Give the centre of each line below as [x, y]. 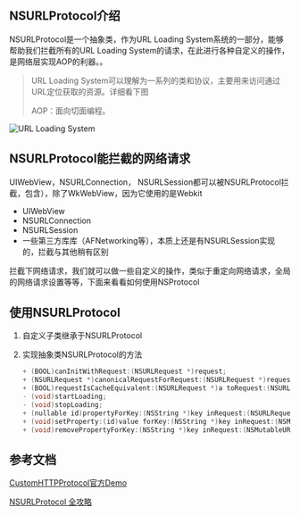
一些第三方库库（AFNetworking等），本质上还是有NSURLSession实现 [149, 240]
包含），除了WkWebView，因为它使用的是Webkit [113, 193]
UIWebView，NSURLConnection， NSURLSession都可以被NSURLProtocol [145, 182]
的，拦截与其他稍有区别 [65, 252]
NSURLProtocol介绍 [65, 16]
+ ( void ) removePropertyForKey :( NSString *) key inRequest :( [134, 430]
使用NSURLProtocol [65, 313]
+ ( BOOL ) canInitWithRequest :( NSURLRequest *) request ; [125, 372]
